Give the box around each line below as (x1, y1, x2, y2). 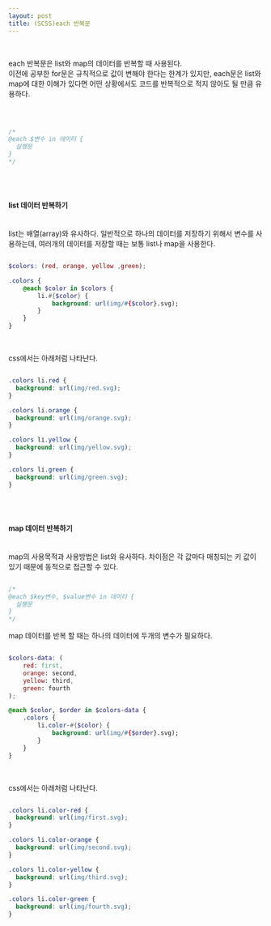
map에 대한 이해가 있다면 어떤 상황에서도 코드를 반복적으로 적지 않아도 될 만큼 (8, 79, 254, 88)
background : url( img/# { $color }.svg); (51, 299, 180, 308)
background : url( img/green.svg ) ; (15, 473, 129, 481)
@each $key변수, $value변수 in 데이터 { (8, 592, 135, 600)
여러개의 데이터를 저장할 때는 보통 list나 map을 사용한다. (38, 239, 216, 249)
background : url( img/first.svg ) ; (15, 813, 129, 822)
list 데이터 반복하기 (8, 200, 69, 211)
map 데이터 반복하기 (8, 523, 73, 533)
